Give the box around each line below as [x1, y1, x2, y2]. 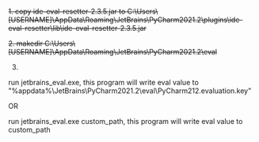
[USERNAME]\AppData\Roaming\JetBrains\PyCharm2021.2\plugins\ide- [8, 15, 243, 24]
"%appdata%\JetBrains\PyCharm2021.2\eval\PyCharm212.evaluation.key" [8, 86, 252, 95]
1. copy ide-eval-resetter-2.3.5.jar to [8, 7, 126, 16]
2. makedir [8, 39, 44, 48]
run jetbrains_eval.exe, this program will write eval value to [8, 78, 200, 87]
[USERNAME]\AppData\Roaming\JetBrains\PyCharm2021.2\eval [8, 47, 218, 56]
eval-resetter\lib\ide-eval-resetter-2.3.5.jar [8, 24, 147, 32]
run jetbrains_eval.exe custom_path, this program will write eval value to [8, 117, 243, 125]
